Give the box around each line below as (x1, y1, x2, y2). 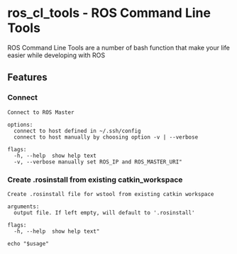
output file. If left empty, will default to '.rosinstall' (13, 209, 195, 217)
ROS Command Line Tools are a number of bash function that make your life (7, 43, 231, 52)
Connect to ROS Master (7, 108, 75, 116)
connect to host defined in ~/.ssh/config (13, 127, 141, 134)
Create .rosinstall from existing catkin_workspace (7, 175, 183, 185)
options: (7, 121, 33, 128)
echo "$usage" (7, 240, 50, 247)
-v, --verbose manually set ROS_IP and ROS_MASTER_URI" (13, 158, 182, 166)
